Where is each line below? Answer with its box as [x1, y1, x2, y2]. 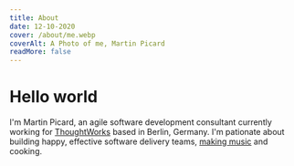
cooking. [9, 146, 43, 157]
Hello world [9, 87, 99, 108]
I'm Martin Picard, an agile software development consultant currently [9, 117, 272, 128]
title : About [9, 13, 59, 23]
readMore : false [9, 47, 71, 57]
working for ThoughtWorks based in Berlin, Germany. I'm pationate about [9, 127, 285, 138]
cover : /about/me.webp [9, 30, 96, 39]
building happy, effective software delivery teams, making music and [9, 136, 268, 147]
